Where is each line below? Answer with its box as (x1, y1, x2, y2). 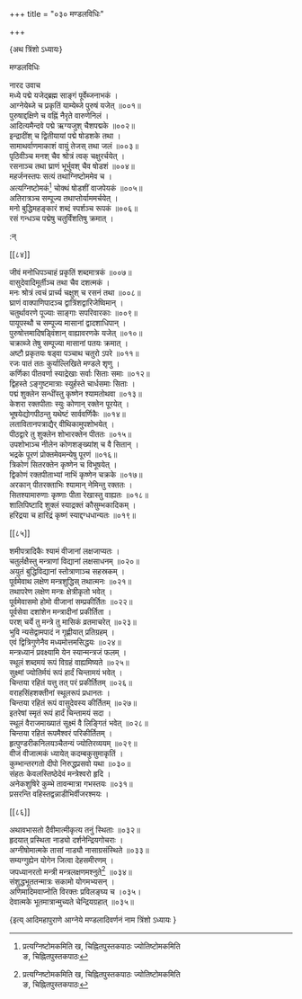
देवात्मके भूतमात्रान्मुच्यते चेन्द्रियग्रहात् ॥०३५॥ (9, 896, 135, 907)
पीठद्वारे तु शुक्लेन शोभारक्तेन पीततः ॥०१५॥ (9, 428, 132, 440)
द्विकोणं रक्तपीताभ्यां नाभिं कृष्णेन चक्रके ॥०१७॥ (9, 468, 143, 480)
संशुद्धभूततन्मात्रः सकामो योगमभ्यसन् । (9, 877, 115, 888)
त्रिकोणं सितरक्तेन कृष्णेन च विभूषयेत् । (9, 459, 118, 469)
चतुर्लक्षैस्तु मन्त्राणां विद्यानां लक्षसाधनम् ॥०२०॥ (9, 556, 140, 566)
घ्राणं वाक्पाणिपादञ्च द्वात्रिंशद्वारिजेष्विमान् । (9, 297, 124, 308)
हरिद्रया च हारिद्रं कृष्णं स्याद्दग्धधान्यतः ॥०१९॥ (9, 509, 137, 521)
